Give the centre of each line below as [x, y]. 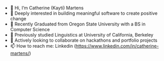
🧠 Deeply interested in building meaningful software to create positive [84, 13]
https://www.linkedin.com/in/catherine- [117, 46]
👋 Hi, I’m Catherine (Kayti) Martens [47, 8]
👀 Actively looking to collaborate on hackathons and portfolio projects [84, 40]
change [18, 19]
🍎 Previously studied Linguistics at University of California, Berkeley [82, 35]
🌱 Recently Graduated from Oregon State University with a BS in [78, 24]
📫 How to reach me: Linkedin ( [43, 46]
